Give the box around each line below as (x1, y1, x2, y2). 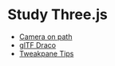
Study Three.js (7, 6, 109, 24)
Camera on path (18, 32, 73, 41)
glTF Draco (18, 40, 57, 49)
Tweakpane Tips (18, 49, 74, 58)
